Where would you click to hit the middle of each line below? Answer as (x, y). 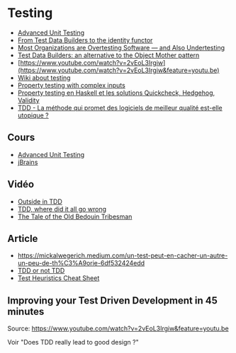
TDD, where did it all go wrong (62, 209)
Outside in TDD (40, 201)
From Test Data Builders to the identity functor (85, 40)
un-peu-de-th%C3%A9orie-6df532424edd (81, 263)
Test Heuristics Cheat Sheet (58, 278)
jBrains (28, 162)
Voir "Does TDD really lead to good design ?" (73, 342)
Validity (29, 100)
